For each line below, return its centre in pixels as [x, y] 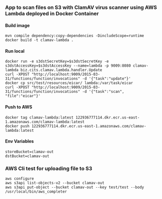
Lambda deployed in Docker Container [52, 13]
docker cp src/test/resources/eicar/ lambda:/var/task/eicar [69, 83]
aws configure [20, 179]
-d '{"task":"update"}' [107, 79]
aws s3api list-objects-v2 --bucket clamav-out [55, 183]
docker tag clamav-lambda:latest [39, 118]
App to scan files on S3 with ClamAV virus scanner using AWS [81, 7]
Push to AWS [19, 107]
